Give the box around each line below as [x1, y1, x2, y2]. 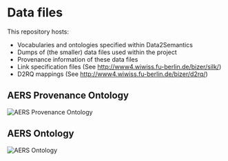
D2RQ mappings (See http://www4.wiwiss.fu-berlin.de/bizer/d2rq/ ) [17, 70, 208, 78]
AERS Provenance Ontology [7, 90, 129, 101]
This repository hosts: [7, 27, 70, 36]
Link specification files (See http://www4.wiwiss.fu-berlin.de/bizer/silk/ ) [17, 62, 222, 71]
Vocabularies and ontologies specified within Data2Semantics [17, 40, 193, 49]
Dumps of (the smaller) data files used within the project [17, 48, 177, 56]
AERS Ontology [7, 128, 74, 140]
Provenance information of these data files [17, 55, 138, 63]
